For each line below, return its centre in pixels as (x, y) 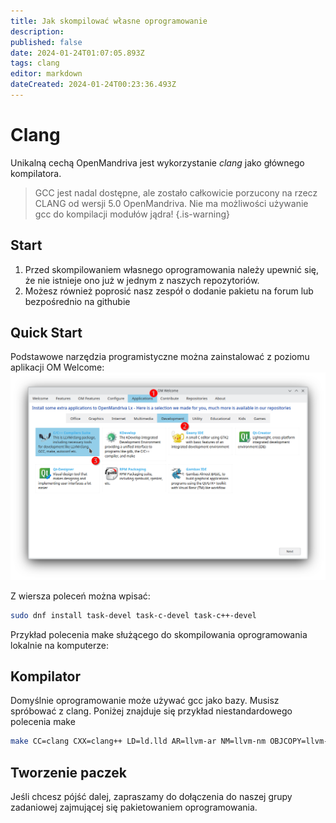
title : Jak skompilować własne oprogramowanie (109, 21)
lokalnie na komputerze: (60, 645)
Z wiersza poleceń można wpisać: (80, 596)
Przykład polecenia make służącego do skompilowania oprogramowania (159, 634)
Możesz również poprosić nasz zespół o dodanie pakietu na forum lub (169, 291)
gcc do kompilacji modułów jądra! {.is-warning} (132, 214)
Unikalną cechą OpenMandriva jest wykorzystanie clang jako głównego (157, 162)
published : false (46, 42)
